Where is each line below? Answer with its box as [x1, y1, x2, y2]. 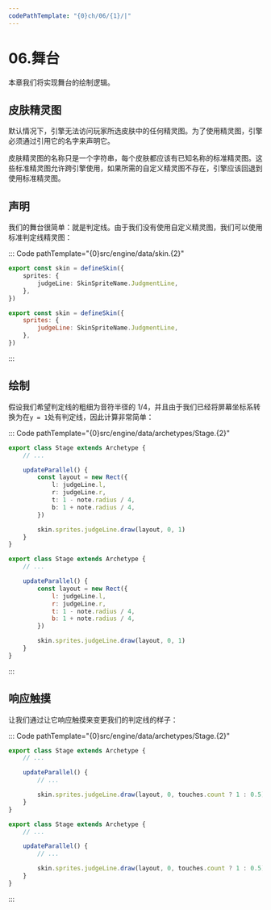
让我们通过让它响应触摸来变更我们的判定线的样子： [8, 715, 178, 724]
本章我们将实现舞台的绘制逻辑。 [8, 78, 115, 87]
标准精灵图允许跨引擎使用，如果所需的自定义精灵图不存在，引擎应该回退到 [15, 163, 263, 174]
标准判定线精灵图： [8, 233, 73, 242]
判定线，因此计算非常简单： [61, 412, 154, 421]
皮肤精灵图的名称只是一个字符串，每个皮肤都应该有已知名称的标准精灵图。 [8, 153, 256, 163]
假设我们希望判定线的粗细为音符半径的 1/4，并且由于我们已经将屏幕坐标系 [8, 401, 254, 412]
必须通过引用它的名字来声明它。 [8, 136, 115, 146]
